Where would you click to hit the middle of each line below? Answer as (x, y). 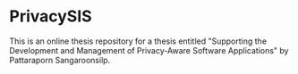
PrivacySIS (51, 16)
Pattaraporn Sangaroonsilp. (60, 60)
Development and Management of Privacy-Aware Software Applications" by (149, 50)
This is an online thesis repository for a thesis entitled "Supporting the (138, 41)
